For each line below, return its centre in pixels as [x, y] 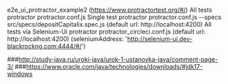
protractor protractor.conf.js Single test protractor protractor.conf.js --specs [114, 17]
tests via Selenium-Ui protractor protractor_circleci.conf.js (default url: [106, 31]
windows [20, 74]
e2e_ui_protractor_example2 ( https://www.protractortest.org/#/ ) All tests [110, 10]
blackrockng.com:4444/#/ [45, 46]
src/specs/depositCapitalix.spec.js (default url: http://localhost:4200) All [109, 24]
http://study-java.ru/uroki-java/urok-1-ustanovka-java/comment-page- [118, 59]
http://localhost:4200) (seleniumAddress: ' [67, 39]
